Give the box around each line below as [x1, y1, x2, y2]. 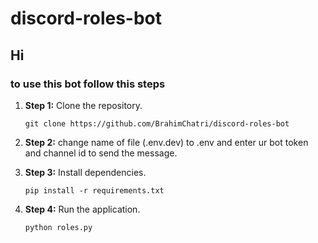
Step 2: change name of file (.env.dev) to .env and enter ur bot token [24, 136, 309, 148]
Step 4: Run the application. [24, 203, 141, 215]
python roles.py [24, 222, 93, 232]
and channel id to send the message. [24, 147, 178, 159]
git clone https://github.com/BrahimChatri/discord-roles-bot [24, 118, 290, 129]
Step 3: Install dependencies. [24, 166, 147, 178]
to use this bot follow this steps [10, 77, 166, 91]
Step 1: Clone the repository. [24, 99, 143, 111]
